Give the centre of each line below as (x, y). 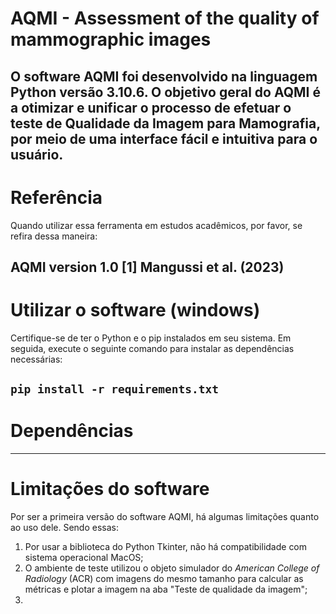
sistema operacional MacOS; (84, 558)
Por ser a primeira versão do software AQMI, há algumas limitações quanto (165, 517)
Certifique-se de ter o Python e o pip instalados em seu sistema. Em (151, 338)
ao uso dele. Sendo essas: (64, 528)
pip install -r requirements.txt (115, 389)
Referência (56, 197)
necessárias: (36, 359)
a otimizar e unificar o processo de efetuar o (151, 107)
